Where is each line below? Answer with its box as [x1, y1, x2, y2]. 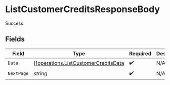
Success [5, 20, 24, 26]
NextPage [8, 71, 29, 76]
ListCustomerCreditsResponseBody [5, 4, 160, 15]
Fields [5, 35, 25, 44]
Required [129, 50, 152, 57]
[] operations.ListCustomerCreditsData [33, 60, 124, 67]
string [33, 70, 48, 77]
